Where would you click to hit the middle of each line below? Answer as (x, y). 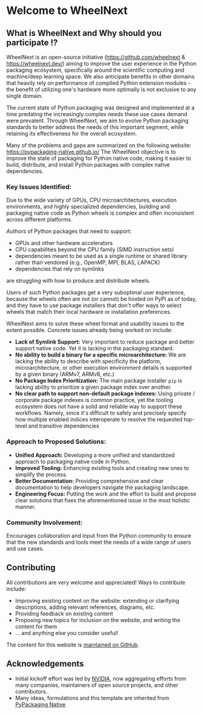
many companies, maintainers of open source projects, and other (97, 685)
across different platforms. (39, 220)
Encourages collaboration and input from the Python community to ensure (99, 535)
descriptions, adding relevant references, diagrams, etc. (85, 607)
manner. (25, 507)
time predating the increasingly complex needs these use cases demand (97, 114)
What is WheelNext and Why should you (84, 33)
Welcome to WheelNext (67, 11)
